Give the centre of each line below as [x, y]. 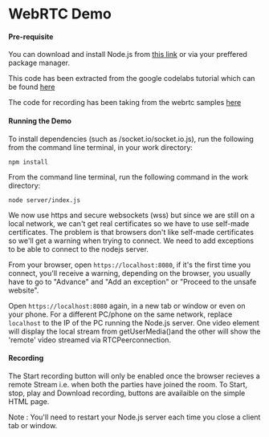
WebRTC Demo [60, 14]
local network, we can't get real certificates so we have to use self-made [129, 223]
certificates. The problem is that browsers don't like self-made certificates [131, 232]
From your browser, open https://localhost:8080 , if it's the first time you [130, 265]
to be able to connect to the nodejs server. [78, 249]
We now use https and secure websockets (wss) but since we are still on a [132, 215]
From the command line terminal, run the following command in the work [128, 176]
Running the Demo [40, 120]
